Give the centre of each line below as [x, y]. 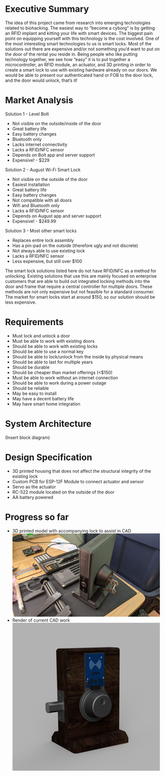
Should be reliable [30, 388]
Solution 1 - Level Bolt [27, 114]
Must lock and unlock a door [41, 336]
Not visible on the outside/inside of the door [57, 123]
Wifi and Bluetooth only [36, 205]
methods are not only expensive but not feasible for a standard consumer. [80, 291]
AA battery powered [33, 497]
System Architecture [48, 424]
